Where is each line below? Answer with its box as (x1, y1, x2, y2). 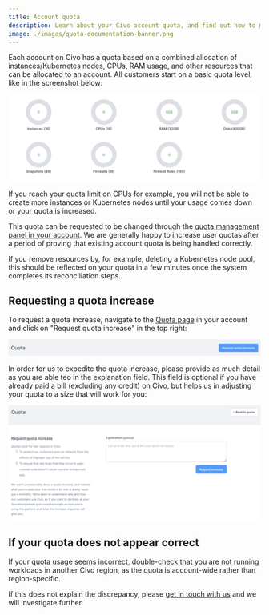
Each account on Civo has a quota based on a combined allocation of (8, 53, 238, 62)
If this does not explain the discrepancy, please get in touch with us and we (8, 589, 257, 599)
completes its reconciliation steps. (8, 270, 122, 280)
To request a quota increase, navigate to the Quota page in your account (8, 315, 248, 325)
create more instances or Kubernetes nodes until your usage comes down (8, 197, 253, 207)
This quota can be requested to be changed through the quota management (8, 221, 259, 231)
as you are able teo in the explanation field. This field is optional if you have (8, 373, 257, 382)
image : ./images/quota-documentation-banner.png (8, 30, 174, 38)
